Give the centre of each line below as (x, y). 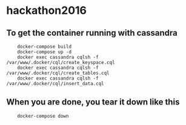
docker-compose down (43, 116)
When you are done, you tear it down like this (93, 102)
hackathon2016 (46, 11)
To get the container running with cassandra (92, 33)
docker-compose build (44, 46)
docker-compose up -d (44, 52)
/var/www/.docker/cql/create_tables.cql (58, 73)
